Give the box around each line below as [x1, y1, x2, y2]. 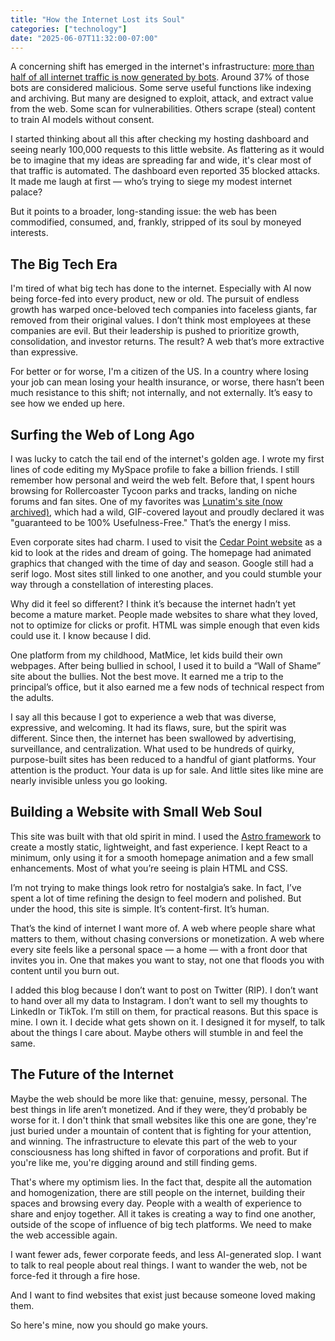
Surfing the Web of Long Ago [10, 426, 195, 443]
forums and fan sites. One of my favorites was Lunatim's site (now [10, 496, 283, 507]
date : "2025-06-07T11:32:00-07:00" [10, 33, 159, 43]
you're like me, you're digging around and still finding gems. [10, 1156, 258, 1168]
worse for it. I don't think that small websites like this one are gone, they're [10, 1114, 317, 1126]
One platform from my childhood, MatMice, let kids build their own [10, 649, 283, 661]
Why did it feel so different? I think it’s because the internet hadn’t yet [10, 598, 297, 610]
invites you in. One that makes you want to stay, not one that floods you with [10, 954, 325, 966]
